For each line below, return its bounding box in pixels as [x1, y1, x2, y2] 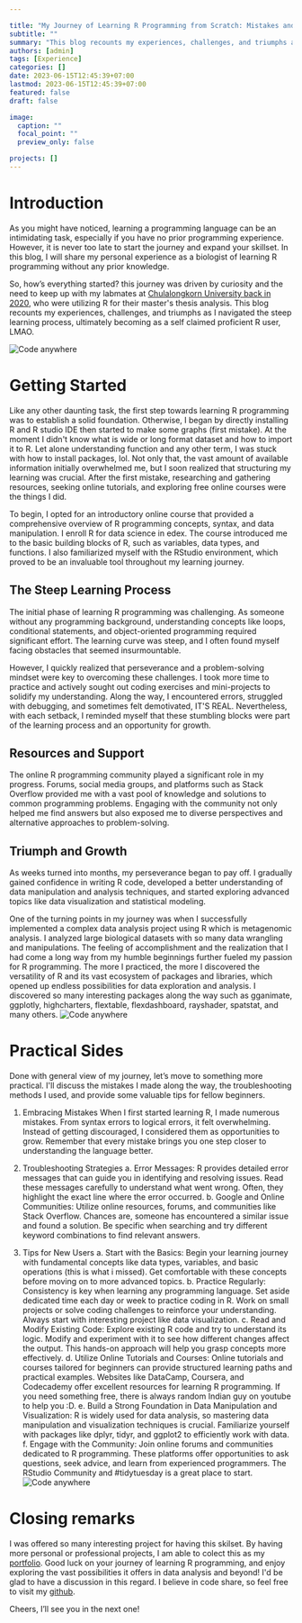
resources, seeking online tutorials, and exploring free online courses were [9, 481, 287, 492]
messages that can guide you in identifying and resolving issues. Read [22, 1173, 284, 1183]
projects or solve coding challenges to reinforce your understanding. [22, 1305, 277, 1316]
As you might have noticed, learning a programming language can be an [9, 222, 277, 233]
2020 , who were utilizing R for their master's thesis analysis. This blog [9, 297, 270, 308]
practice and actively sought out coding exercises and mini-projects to [9, 681, 271, 692]
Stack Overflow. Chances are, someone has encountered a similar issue [22, 1210, 289, 1221]
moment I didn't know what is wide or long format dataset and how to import [9, 433, 293, 444]
